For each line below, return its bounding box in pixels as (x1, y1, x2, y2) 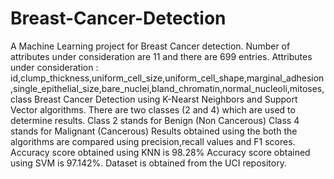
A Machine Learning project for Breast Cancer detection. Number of (10, 40, 291, 52)
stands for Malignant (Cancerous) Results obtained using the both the (10, 125, 298, 137)
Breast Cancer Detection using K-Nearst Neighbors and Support (33, 93, 298, 105)
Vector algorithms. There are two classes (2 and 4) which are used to (10, 103, 296, 116)
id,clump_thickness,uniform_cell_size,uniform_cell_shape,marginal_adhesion (10, 72, 325, 84)
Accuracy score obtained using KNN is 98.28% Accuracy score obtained (10, 146, 311, 158)
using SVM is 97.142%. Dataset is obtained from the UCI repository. (10, 157, 287, 169)
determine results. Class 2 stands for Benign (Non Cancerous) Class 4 (10, 114, 300, 126)
